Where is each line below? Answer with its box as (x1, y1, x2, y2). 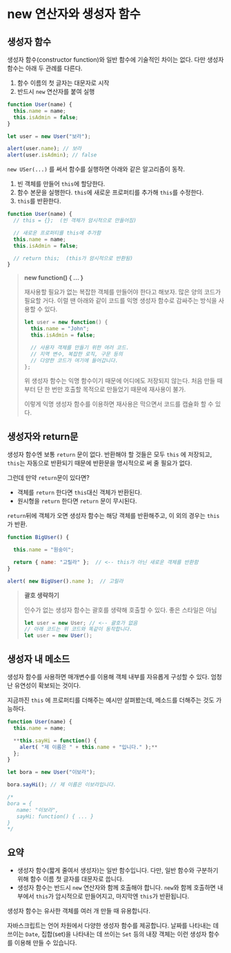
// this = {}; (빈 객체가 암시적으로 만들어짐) (13, 217, 137, 224)
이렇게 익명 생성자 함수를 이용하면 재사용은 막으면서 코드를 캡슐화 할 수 (23, 400, 214, 408)
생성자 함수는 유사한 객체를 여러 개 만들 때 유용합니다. (7, 907, 150, 915)
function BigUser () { (7, 534, 70, 541)
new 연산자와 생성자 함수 (7, 6, 141, 22)
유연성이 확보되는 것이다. (14, 681, 81, 690)
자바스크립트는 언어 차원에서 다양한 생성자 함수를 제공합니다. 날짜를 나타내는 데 (7, 921, 219, 930)
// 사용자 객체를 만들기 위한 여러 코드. (30, 344, 130, 351)
